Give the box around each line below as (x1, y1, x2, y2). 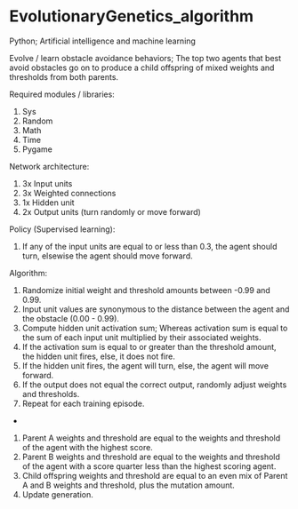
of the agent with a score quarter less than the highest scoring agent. (21, 460, 277, 472)
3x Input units (21, 178, 73, 188)
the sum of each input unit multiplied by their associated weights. (21, 331, 262, 343)
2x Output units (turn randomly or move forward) (21, 206, 202, 217)
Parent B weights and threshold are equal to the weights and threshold (21, 451, 280, 462)
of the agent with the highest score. (21, 441, 153, 452)
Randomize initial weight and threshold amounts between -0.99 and (21, 284, 271, 295)
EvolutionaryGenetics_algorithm (9, 6, 254, 27)
